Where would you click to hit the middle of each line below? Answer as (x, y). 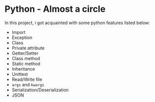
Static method (26, 64)
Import (19, 32)
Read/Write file (27, 79)
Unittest (20, 74)
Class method (26, 58)
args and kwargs (28, 84)
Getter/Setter (25, 53)
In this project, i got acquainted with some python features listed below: (77, 23)
